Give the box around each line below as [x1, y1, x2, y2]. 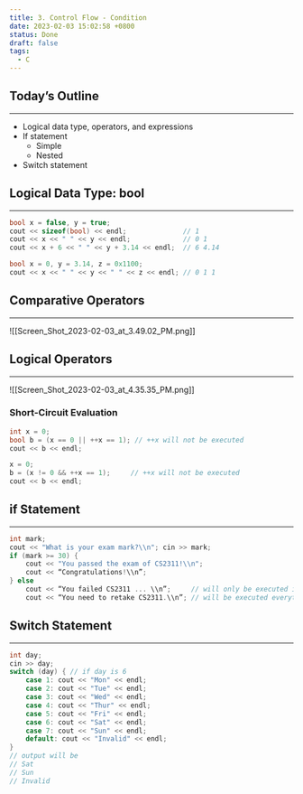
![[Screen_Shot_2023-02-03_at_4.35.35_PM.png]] [9, 384, 196, 395]
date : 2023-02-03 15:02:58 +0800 [9, 22, 135, 31]
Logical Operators [9, 351, 113, 367]
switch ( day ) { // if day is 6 [9, 668, 127, 677]
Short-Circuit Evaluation [9, 406, 119, 419]
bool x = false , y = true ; [9, 218, 111, 227]
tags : [9, 47, 30, 56]
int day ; [9, 650, 42, 659]
